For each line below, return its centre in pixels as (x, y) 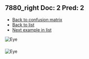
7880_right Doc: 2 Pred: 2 (44, 8)
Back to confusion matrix (37, 19)
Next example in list (32, 30)
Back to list (23, 25)
